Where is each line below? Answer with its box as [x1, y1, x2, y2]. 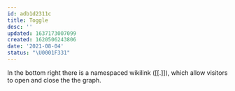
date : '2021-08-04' [7, 43, 64, 50]
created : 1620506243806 [7, 36, 77, 43]
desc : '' [7, 23, 33, 30]
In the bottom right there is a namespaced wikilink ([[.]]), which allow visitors [7, 68, 228, 77]
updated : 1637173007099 [7, 29, 77, 37]
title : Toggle [7, 17, 49, 24]
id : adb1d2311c [7, 10, 52, 17]
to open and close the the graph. [7, 76, 101, 84]
